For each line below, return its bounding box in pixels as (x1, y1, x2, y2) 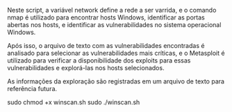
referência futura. (7, 85, 58, 93)
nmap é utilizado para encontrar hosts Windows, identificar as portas (7, 13, 205, 22)
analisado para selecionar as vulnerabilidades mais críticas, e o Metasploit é (7, 49, 225, 57)
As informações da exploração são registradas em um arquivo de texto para (7, 77, 224, 86)
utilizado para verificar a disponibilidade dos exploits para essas (7, 56, 191, 65)
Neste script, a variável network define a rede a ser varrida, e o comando (7, 6, 217, 14)
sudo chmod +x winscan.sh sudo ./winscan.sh (7, 98, 140, 106)
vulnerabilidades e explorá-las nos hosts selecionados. (7, 64, 165, 72)
